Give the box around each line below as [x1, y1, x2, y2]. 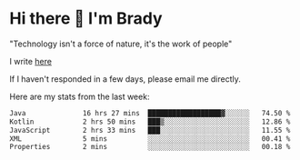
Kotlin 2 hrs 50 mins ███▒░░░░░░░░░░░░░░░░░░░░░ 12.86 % [9, 117, 291, 126]
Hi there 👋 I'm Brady [9, 8, 163, 29]
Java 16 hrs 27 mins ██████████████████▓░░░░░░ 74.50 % [9, 108, 291, 117]
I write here [9, 55, 53, 66]
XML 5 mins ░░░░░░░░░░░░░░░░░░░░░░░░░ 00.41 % [9, 134, 291, 144]
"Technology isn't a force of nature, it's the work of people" [9, 38, 233, 49]
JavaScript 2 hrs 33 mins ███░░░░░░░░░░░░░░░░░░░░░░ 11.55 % [9, 125, 291, 135]
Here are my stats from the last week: [9, 91, 150, 102]
